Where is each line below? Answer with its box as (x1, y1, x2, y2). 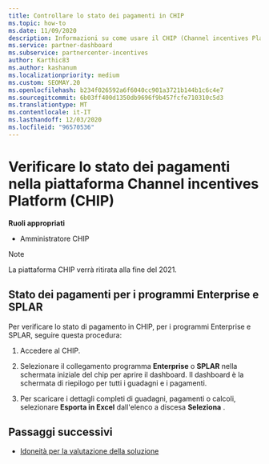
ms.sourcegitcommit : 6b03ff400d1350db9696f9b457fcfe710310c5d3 (8, 94, 224, 102)
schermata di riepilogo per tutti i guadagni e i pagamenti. (19, 378, 207, 388)
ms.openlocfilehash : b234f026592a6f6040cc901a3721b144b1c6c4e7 (8, 86, 224, 94)
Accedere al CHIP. (19, 346, 81, 355)
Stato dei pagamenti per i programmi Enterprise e (8, 288, 259, 302)
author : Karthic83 (8, 57, 70, 65)
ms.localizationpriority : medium (8, 71, 120, 79)
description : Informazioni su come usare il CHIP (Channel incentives (8, 34, 249, 42)
